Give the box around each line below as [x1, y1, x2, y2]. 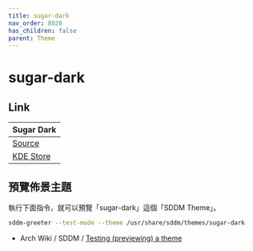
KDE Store [12, 151, 51, 162]
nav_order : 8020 [8, 19, 62, 27]
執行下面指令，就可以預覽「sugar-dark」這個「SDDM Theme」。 [8, 203, 221, 213]
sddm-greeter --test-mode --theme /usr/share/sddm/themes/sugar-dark [8, 219, 246, 227]
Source [12, 138, 40, 149]
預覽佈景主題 [8, 180, 72, 193]
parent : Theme [8, 34, 56, 43]
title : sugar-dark [8, 11, 70, 20]
